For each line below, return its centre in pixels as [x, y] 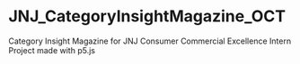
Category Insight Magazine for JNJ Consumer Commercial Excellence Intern [150, 41]
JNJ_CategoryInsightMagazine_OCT [147, 16]
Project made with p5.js [52, 50]
